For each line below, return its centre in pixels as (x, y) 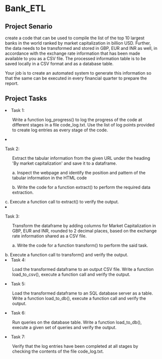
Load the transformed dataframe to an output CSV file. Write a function (83, 269)
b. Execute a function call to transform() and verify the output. (67, 254)
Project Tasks (26, 99)
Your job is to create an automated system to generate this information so (78, 73)
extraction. (23, 192)
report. (12, 83)
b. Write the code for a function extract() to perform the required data (81, 187)
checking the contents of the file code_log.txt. (58, 351)
